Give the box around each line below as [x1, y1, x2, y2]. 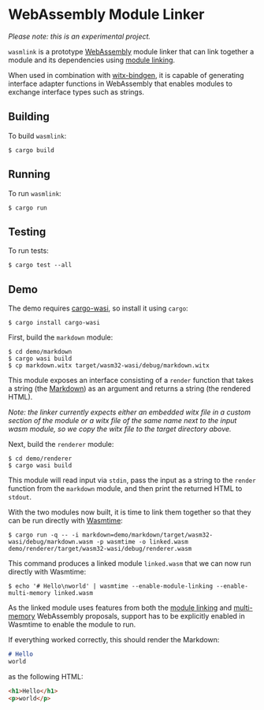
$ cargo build [8, 146, 55, 154]
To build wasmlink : [8, 131, 67, 140]
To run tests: [8, 246, 49, 255]
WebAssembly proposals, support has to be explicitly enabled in [36, 611, 246, 621]
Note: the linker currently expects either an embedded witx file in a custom [8, 407, 251, 417]
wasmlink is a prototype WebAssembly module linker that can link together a [8, 46, 255, 56]
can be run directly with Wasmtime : [8, 516, 124, 526]
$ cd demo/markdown [8, 348, 73, 356]
